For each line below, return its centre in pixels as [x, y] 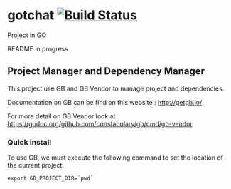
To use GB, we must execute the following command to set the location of [116, 158]
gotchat [31, 15]
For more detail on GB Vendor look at [61, 116]
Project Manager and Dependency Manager [106, 71]
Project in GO [27, 35]
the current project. [36, 165]
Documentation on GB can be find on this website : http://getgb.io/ [105, 102]
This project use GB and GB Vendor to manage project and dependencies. [116, 88]
